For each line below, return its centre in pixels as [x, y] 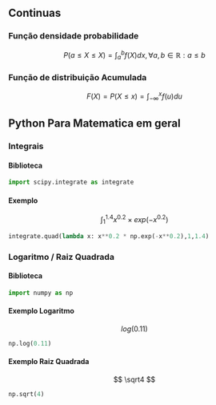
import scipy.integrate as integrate [71, 182]
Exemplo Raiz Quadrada [49, 362]
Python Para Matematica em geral [95, 124]
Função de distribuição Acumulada [78, 78]
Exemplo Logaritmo [41, 311]
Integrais [26, 146]
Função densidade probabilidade [74, 36]
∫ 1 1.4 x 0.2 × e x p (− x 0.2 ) [134, 220]
